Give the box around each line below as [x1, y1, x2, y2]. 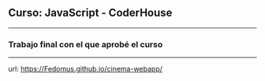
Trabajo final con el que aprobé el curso [8, 39, 163, 50]
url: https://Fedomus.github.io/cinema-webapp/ [8, 64, 163, 74]
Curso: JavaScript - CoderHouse [8, 6, 173, 20]
